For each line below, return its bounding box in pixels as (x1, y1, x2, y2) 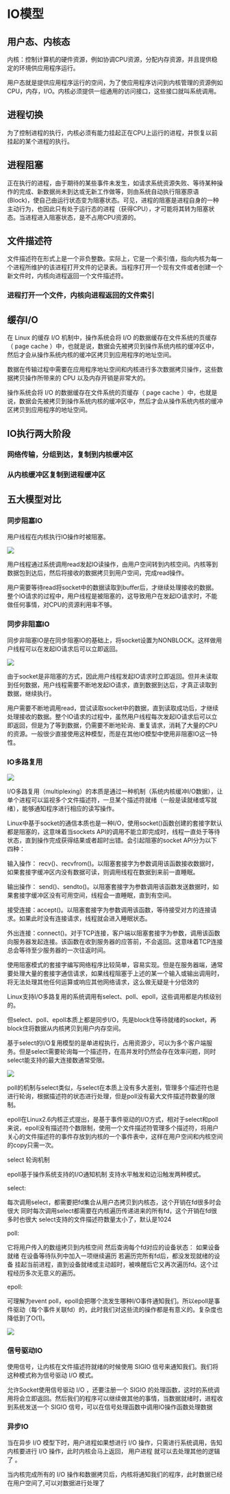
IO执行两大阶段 (7, 427, 71, 440)
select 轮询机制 (7, 1155, 50, 1164)
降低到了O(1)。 (7, 1313, 49, 1322)
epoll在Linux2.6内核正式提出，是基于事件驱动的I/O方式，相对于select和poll (7, 1115, 219, 1123)
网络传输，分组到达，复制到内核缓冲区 (7, 450, 133, 460)
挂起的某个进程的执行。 (7, 137, 73, 145)
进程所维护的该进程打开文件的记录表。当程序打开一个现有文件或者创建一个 (12, 263, 223, 271)
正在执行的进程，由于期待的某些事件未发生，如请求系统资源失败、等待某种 (7, 179, 217, 187)
